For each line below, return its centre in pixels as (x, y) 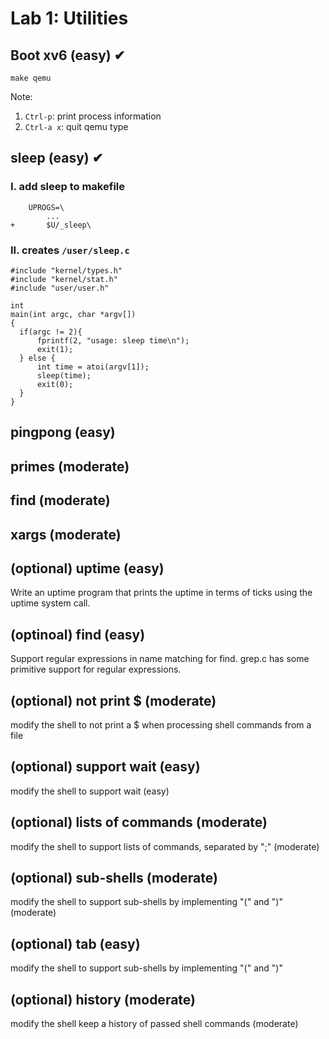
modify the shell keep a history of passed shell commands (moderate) (154, 1024)
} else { (37, 358)
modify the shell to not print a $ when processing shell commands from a (161, 724)
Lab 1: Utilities (69, 18)
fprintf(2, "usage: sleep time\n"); (113, 340)
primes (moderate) (70, 466)
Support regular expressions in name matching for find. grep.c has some (160, 659)
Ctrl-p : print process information (93, 116)
